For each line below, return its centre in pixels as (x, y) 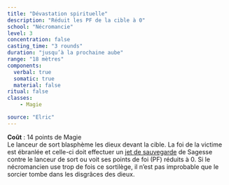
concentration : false (39, 40)
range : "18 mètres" (36, 59)
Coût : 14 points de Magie (44, 137)
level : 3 (20, 33)
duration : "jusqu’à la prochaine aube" (65, 53)
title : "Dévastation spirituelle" (58, 14)
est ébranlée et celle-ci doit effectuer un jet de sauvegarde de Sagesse (110, 151)
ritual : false (28, 91)
